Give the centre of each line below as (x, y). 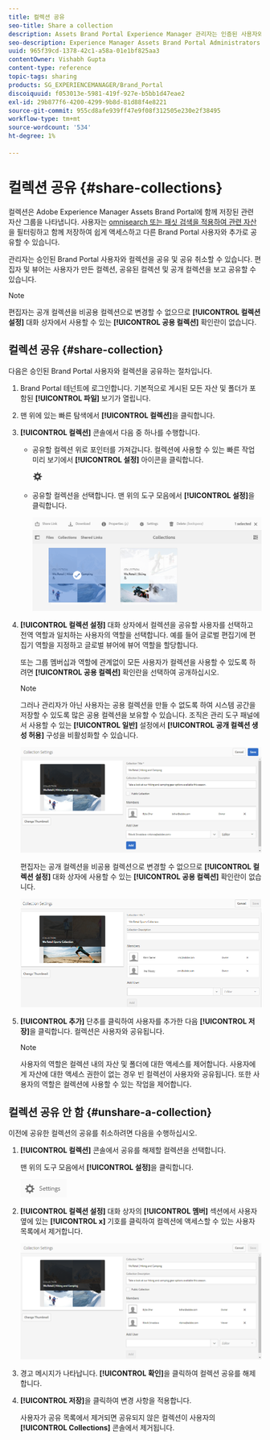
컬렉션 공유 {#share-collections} (116, 187)
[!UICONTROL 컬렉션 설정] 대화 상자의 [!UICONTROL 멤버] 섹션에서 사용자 (139, 1211)
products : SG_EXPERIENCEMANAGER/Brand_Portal (86, 85)
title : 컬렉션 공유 (37, 17)
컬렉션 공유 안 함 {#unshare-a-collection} (110, 1112)
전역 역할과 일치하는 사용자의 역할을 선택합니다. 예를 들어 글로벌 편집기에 (133, 635)
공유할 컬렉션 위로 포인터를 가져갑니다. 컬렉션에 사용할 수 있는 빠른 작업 (143, 449)
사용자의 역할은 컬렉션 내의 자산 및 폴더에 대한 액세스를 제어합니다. (124, 1064)
